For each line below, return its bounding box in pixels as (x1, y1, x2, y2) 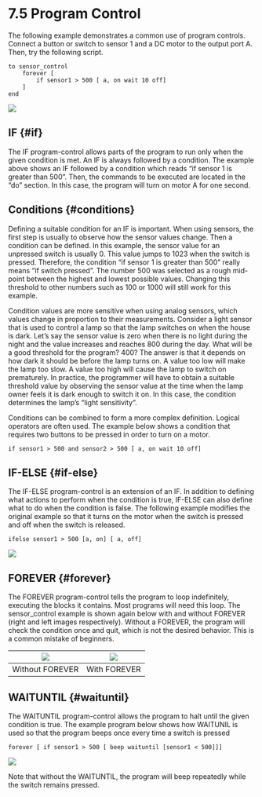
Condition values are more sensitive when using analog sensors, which (8, 305, 238, 315)
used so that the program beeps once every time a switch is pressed (8, 728, 230, 737)
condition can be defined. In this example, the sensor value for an (8, 240, 220, 250)
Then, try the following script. (8, 47, 104, 57)
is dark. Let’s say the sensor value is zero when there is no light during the (8, 331, 248, 340)
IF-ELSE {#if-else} (8, 466, 99, 479)
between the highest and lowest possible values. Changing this (26, 274, 231, 283)
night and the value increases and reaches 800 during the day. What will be (8, 339, 253, 349)
